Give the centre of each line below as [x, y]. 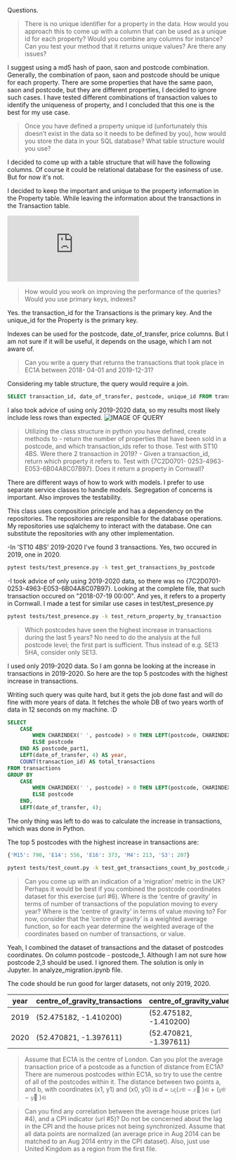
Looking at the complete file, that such [170, 588]
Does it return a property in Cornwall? [150, 469]
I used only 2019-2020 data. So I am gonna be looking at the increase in [111, 666]
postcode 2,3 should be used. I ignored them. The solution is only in [105, 962]
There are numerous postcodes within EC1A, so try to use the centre [123, 1074]
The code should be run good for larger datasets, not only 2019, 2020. [109, 983]
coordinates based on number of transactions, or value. [105, 934]
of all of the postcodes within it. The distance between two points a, [123, 1082]
